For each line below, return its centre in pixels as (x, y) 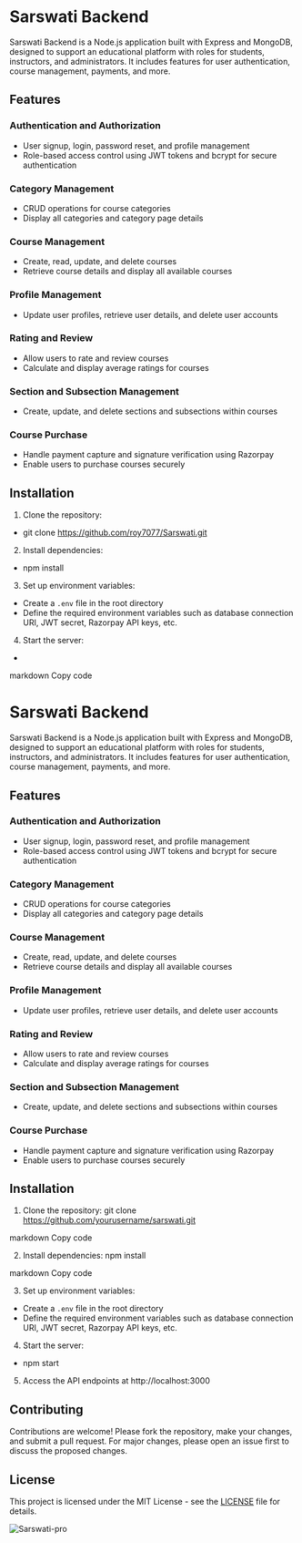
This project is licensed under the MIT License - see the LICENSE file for (145, 1502)
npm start (40, 1363)
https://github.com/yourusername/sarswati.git (109, 1220)
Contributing (46, 1409)
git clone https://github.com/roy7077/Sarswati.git (115, 533)
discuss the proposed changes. (68, 1451)
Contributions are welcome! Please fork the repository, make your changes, (151, 1432)
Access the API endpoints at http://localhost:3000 (116, 1381)
